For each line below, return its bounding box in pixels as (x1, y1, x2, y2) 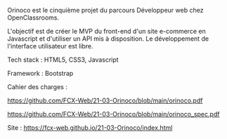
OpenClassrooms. (7, 13, 60, 22)
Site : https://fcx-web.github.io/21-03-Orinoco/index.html (7, 124, 173, 132)
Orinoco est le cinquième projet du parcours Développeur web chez (7, 6, 204, 14)
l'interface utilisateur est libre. (7, 42, 93, 50)
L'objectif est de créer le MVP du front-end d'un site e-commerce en (7, 27, 206, 35)
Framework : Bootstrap (7, 69, 74, 77)
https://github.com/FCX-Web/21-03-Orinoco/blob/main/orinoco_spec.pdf (7, 110, 220, 118)
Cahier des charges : (7, 83, 68, 91)
